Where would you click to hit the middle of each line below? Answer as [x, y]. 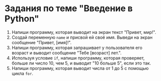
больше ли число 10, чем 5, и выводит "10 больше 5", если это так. [81, 63]
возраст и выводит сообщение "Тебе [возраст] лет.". [67, 53]
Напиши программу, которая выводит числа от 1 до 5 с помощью [80, 68]
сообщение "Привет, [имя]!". [41, 42]
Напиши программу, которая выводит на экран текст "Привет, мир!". [84, 32]
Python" [22, 19]
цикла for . [22, 73]
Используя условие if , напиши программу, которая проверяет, [78, 58]
